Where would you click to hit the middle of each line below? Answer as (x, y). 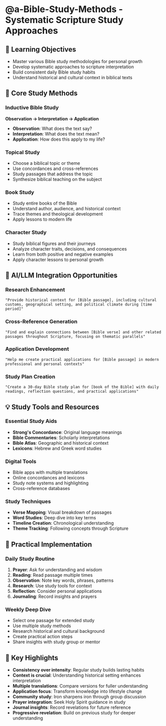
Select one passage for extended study (53, 621)
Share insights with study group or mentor (56, 642)
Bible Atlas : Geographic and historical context (61, 443)
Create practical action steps (43, 637)
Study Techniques (28, 502)
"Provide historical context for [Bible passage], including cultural (81, 300)
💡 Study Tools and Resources (52, 407)
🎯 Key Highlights (32, 658)
